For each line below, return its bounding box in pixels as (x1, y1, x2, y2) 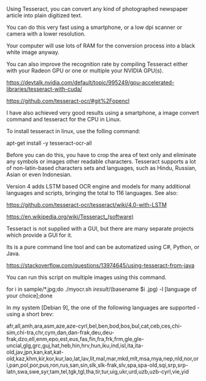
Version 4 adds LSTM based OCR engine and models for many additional (6, 183, 191, 190)
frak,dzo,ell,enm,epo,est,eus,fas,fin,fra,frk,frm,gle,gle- (6, 336, 145, 342)
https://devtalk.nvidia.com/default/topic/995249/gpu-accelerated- (6, 79, 175, 86)
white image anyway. (6, 48, 60, 56)
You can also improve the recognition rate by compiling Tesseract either (6, 61, 188, 67)
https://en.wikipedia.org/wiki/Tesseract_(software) (6, 213, 134, 220)
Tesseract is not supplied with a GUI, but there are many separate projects (6, 225, 194, 232)
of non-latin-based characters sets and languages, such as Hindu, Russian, (6, 164, 197, 171)
